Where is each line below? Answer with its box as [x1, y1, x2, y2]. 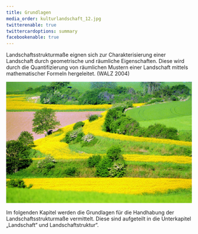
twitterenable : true [6, 22, 57, 28]
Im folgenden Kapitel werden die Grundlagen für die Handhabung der [6, 209, 174, 216]
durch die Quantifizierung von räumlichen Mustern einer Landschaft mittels [6, 64, 189, 71]
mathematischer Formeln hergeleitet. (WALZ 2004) [6, 70, 130, 77]
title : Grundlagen [6, 9, 51, 15]
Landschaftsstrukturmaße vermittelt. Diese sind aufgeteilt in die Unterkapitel [6, 215, 192, 222]
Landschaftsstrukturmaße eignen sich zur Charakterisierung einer [6, 51, 166, 58]
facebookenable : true [6, 34, 60, 41]
